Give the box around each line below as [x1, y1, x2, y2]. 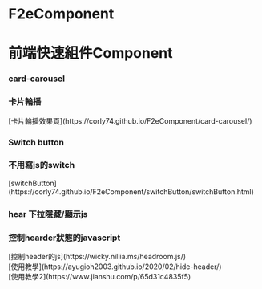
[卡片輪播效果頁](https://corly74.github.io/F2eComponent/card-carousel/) [8, 116, 252, 125]
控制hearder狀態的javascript [8, 232, 121, 243]
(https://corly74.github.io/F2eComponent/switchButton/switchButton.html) [8, 186, 255, 197]
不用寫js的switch [8, 160, 75, 171]
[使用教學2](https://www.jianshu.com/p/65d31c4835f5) [8, 272, 191, 282]
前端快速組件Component [8, 44, 174, 63]
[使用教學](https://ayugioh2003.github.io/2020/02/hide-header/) [8, 262, 222, 271]
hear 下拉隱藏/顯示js [8, 208, 88, 219]
